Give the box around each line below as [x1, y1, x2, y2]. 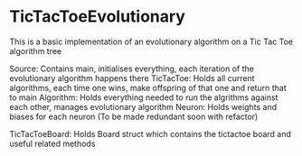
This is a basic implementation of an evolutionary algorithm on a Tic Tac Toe [9, 36, 294, 47]
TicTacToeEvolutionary [9, 6, 185, 27]
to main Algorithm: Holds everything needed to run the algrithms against [9, 92, 278, 103]
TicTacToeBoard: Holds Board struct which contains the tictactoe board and [9, 128, 292, 139]
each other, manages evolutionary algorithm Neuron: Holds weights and [9, 101, 278, 112]
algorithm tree [9, 45, 62, 56]
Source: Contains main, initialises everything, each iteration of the [9, 63, 255, 74]
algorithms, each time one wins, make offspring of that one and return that [9, 82, 287, 93]
